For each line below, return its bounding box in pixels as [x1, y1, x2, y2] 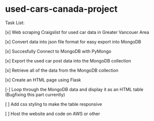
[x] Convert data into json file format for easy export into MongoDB [5, 38, 142, 45]
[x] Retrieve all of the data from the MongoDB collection [5, 67, 118, 73]
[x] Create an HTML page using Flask [5, 77, 81, 83]
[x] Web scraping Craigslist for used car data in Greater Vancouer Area [5, 29, 150, 35]
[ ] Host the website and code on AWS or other [5, 111, 100, 117]
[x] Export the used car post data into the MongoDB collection [5, 58, 131, 63]
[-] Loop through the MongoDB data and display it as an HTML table [5, 86, 144, 92]
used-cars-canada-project [5, 3, 117, 15]
